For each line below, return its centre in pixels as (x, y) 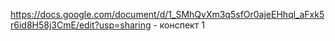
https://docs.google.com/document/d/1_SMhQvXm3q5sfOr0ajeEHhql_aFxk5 (167, 14)
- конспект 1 (179, 25)
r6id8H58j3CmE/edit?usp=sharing (81, 25)
